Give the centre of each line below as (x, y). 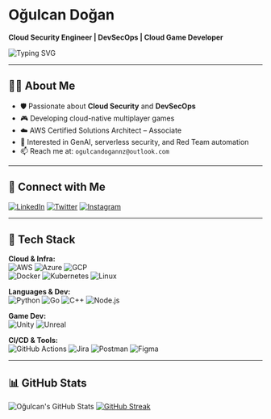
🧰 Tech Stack (42, 239)
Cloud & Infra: (32, 259)
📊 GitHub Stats (48, 383)
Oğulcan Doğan (62, 15)
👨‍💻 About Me (42, 86)
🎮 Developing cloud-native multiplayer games (97, 118)
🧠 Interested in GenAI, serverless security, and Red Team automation (134, 142)
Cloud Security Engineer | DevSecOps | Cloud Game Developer (116, 37)
